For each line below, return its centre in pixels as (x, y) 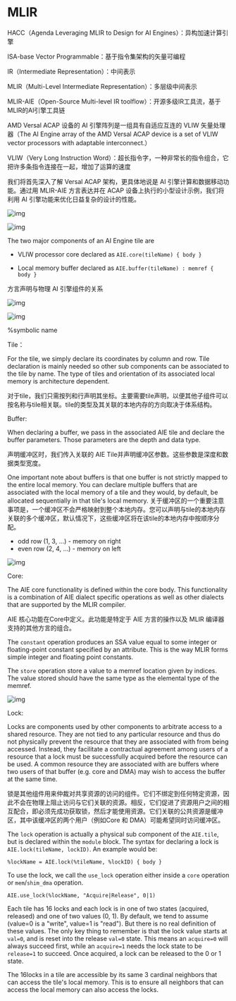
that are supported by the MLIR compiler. (67, 604)
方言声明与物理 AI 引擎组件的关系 (55, 288)
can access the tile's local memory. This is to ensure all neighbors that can (116, 982)
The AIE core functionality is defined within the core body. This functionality (117, 589)
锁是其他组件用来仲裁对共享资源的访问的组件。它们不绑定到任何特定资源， (115, 793)
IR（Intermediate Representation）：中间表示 (72, 71)
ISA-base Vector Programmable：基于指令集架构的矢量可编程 (97, 56)
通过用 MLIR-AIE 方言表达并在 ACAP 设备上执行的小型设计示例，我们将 (122, 190)
